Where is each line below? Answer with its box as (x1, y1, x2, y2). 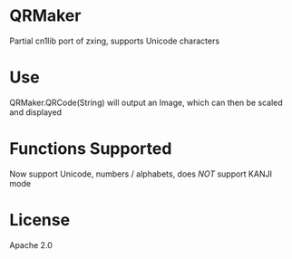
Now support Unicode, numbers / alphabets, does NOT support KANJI (9, 168, 272, 179)
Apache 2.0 (9, 239, 53, 250)
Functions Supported (9, 139, 172, 159)
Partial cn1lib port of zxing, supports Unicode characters (9, 35, 220, 46)
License (9, 210, 71, 230)
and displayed (9, 106, 62, 118)
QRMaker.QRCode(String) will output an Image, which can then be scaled (9, 97, 283, 108)
